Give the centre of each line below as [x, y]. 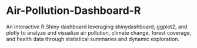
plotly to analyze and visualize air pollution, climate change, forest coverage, [99, 32]
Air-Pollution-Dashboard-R [74, 11]
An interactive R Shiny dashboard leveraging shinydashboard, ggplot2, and [97, 27]
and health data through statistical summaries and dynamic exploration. [93, 39]
